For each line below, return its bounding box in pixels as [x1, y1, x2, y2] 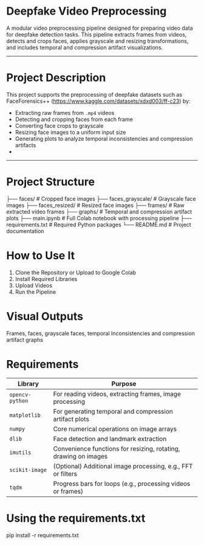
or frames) [53, 487, 84, 495]
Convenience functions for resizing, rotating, [53, 444, 180, 453]
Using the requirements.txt [6, 511, 146, 525]
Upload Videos [15, 282, 53, 289]
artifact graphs [6, 336, 44, 343]
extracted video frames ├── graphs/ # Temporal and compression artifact [6, 208, 192, 215]
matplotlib [9, 412, 41, 418]
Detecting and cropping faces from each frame [15, 116, 134, 123]
